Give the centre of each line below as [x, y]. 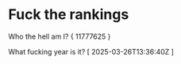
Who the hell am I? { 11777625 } [60, 36]
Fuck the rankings [69, 15]
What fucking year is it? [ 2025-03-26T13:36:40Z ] [91, 51]
